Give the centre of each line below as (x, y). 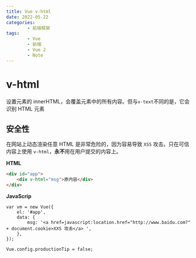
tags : (13, 33)
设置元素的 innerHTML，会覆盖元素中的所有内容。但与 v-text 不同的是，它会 (98, 101)
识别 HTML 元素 (25, 109)
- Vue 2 (36, 50)
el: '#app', (31, 212)
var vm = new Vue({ (30, 207)
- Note (35, 55)
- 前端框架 (39, 28)
